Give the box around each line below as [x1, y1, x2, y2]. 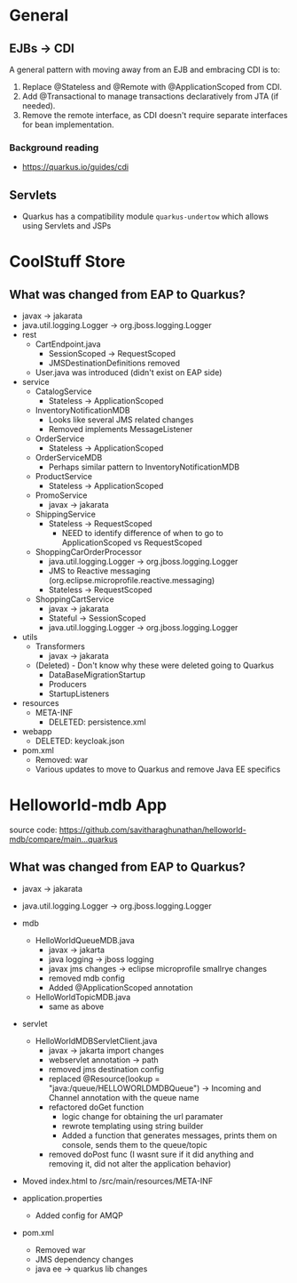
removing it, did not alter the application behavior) [48, 1158, 231, 1169]
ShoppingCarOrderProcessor [35, 547, 142, 557]
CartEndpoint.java [35, 339, 101, 349]
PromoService [35, 490, 88, 501]
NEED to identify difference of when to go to [61, 528, 223, 539]
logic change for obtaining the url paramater [61, 1111, 223, 1121]
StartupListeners [48, 688, 110, 699]
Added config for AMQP [35, 1210, 124, 1221]
